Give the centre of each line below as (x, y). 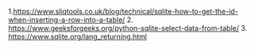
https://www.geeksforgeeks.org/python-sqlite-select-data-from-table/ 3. (128, 28)
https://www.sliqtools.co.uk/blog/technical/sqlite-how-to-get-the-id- (126, 11)
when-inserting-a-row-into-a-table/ (67, 20)
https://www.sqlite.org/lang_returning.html (77, 36)
